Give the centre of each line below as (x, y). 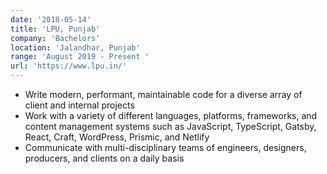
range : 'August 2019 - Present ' (80, 57)
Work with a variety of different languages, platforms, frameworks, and (171, 115)
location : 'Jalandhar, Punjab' (75, 47)
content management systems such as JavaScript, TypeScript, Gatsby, (170, 126)
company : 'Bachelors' (55, 38)
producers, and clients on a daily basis (104, 158)
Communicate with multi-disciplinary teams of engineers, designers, (165, 147)
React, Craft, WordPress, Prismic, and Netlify (117, 137)
